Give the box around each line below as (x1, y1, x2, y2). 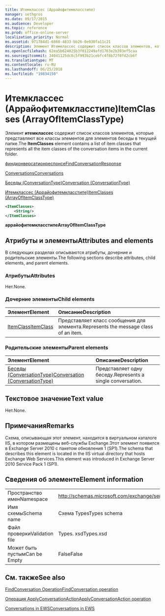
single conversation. (95, 378, 142, 385)
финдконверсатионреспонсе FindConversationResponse (5, 160, 121, 166)
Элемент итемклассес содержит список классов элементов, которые (5, 130, 154, 136)
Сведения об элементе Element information (5, 475, 144, 484)
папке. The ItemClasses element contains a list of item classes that (5, 140, 141, 146)
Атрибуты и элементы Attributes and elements (5, 236, 154, 245)
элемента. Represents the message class (58, 323, 153, 330)
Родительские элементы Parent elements (5, 344, 109, 351)
